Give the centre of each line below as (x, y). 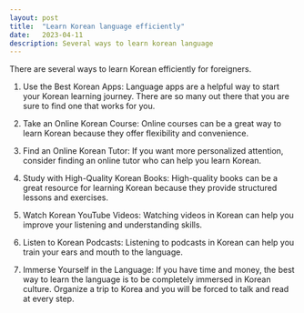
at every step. (48, 299)
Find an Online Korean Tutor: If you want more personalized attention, (153, 151)
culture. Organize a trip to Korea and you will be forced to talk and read (156, 289)
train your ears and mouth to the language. (103, 252)
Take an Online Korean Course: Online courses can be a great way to (152, 124)
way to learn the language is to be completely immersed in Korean (147, 279)
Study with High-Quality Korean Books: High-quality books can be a (150, 178)
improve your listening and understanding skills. (112, 225)
